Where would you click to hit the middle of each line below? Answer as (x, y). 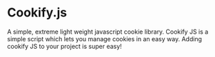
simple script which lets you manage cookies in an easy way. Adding (104, 38)
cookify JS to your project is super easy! (64, 46)
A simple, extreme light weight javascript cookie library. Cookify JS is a (108, 32)
